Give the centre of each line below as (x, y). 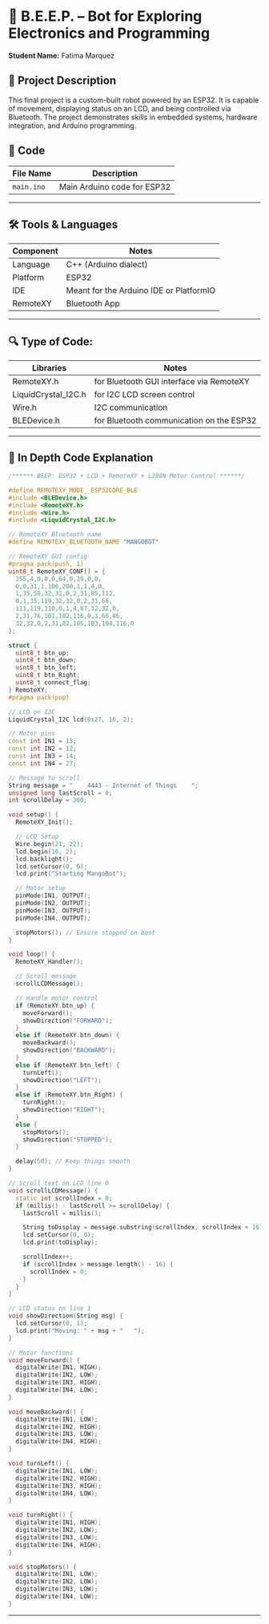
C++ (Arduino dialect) (107, 265)
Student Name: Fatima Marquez (61, 55)
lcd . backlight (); (44, 859)
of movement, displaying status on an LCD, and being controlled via (120, 108)
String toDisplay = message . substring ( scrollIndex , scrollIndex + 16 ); (145, 1228)
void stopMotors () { (43, 1567)
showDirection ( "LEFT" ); (62, 1080)
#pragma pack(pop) (39, 697)
